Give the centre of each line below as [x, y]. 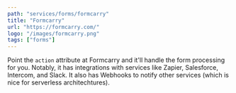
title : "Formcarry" [36, 20]
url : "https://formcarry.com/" [54, 27]
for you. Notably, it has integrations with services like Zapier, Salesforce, [113, 68]
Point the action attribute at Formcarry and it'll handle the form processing [116, 60]
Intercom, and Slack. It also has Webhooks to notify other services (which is [118, 75]
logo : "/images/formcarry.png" [54, 33]
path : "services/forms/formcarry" [58, 14]
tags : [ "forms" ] [31, 40]
